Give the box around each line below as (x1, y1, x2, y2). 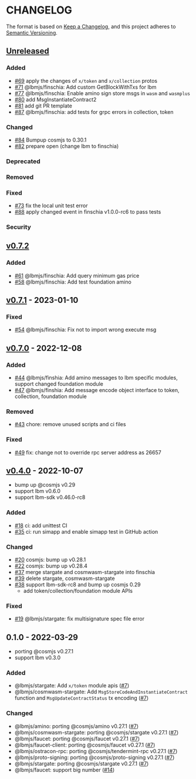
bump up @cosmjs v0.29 (14, 481, 76, 488)
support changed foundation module (14, 380, 104, 387)
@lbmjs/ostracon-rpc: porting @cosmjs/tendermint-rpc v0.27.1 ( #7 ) (14, 747, 178, 754)
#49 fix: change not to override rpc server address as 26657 (14, 448, 161, 456)
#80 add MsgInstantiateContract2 (14, 96, 97, 103)
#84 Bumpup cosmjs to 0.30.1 (14, 136, 87, 143)
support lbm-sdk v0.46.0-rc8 (14, 494, 86, 501)
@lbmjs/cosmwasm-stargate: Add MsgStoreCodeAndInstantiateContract (14, 688, 188, 696)
